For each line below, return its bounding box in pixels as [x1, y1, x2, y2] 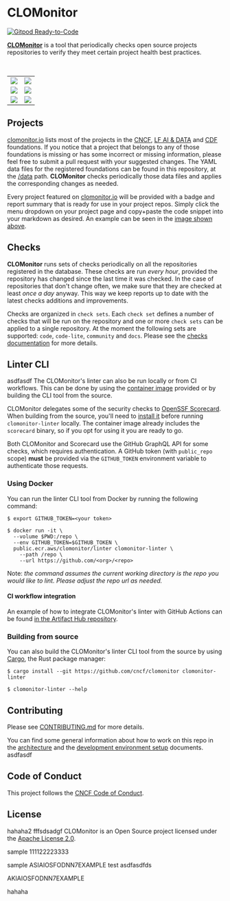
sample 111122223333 [7, 847, 69, 856]
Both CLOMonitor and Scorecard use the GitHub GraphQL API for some [7, 440, 209, 448]
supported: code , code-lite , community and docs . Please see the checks [7, 331, 208, 340]
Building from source [7, 631, 79, 641]
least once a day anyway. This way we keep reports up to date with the [7, 289, 209, 297]
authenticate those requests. [7, 462, 89, 470]
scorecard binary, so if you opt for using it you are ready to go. [7, 427, 183, 435]
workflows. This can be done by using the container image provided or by [7, 384, 216, 393]
